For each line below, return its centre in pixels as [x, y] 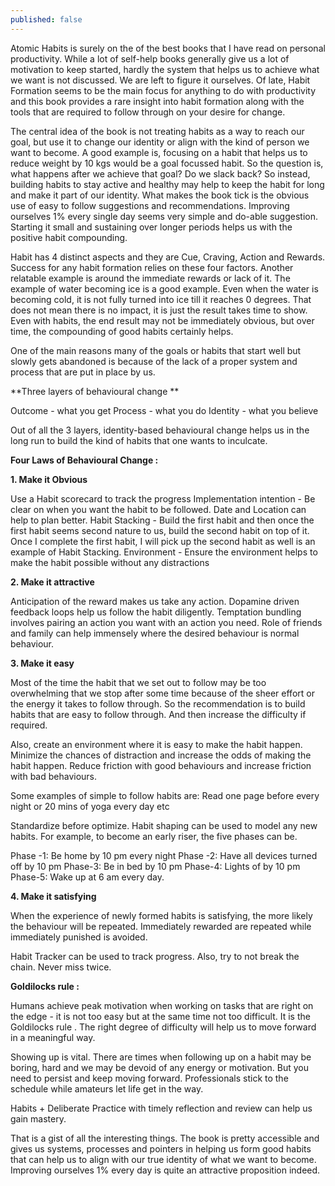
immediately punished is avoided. [79, 937]
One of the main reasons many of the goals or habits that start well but [156, 350]
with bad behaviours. [54, 776]
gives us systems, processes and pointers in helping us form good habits [161, 1148]
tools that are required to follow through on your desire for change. [148, 112]
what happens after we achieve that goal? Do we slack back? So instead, [160, 173]
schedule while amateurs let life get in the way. [107, 1088]
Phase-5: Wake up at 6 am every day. [87, 877]
